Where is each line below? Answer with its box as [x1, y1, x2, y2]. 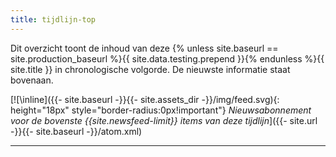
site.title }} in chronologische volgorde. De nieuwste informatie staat [10, 63, 291, 75]
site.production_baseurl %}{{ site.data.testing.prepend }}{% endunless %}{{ [10, 52, 325, 65]
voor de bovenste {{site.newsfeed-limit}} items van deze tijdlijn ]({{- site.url [10, 114, 318, 126]
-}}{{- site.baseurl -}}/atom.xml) [10, 125, 143, 137]
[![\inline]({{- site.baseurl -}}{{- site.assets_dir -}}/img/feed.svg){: [10, 93, 280, 105]
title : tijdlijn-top [10, 14, 97, 25]
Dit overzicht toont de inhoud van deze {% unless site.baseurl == [10, 42, 279, 54]
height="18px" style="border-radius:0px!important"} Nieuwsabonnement [10, 104, 312, 116]
